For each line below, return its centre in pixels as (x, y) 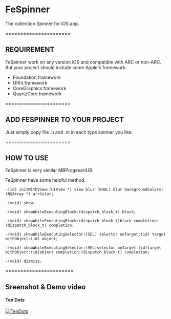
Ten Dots (15, 300)
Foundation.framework (37, 77)
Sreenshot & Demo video (46, 287)
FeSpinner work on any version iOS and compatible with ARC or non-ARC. (83, 62)
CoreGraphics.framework (39, 88)
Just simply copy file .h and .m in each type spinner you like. (69, 132)
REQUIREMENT (30, 50)
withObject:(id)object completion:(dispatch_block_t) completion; (78, 252)
